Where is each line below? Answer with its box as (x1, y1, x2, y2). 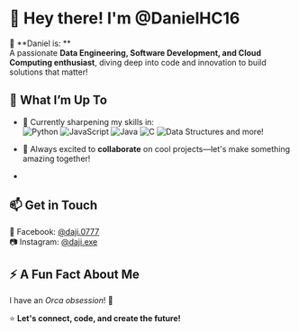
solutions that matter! (9, 67, 88, 77)
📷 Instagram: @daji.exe (9, 236, 98, 247)
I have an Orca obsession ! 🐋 (9, 295, 114, 306)
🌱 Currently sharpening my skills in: (22, 116, 155, 127)
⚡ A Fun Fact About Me (9, 266, 140, 282)
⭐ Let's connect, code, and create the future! (9, 313, 181, 324)
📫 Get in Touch (9, 198, 98, 213)
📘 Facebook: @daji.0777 (9, 226, 100, 237)
